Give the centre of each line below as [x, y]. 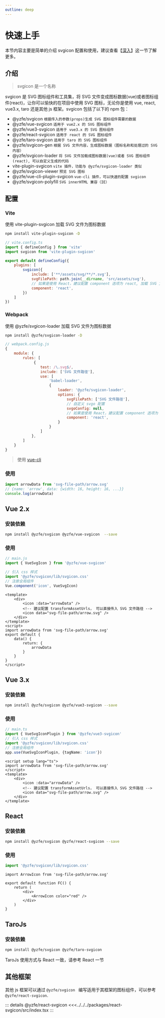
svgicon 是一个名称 [37, 86]
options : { [69, 395]
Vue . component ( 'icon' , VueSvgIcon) [41, 586]
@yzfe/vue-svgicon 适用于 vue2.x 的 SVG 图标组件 [62, 124]
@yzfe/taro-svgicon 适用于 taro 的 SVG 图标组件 [60, 140]
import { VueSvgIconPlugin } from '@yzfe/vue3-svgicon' [63, 734]
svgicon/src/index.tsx [27, 1010]
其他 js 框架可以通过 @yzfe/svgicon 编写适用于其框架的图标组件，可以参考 [81, 989]
